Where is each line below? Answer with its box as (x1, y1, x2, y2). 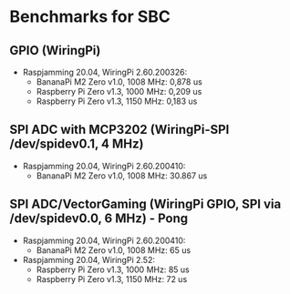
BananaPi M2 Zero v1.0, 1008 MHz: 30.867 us (36, 170, 208, 181)
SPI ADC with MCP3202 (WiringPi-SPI (9, 122, 230, 137)
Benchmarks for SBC (9, 6, 171, 27)
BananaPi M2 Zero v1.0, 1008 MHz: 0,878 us (36, 76, 202, 87)
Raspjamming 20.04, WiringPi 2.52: (22, 254, 155, 265)
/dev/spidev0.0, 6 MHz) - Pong (9, 211, 189, 227)
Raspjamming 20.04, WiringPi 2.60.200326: (22, 66, 188, 77)
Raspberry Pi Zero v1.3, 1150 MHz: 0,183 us (36, 96, 198, 106)
